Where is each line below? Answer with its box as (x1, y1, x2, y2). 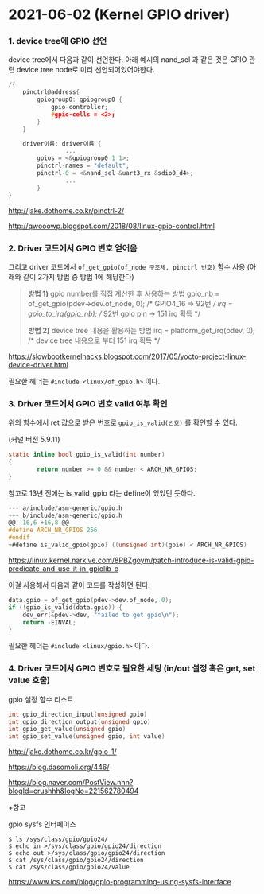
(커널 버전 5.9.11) (8, 435, 61, 445)
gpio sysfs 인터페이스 (8, 819, 77, 829)
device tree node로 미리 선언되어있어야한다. (16, 65, 155, 75)
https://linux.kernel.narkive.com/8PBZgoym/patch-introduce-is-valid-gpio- (8, 555, 254, 565)
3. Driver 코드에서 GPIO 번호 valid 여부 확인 (8, 398, 169, 409)
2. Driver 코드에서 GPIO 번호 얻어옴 (8, 243, 138, 254)
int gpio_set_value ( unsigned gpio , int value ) (8, 733, 165, 740)
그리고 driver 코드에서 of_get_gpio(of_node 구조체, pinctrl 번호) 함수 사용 (8, 262, 246, 271)
